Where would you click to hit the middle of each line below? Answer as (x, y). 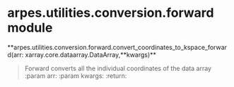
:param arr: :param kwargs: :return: (76, 76)
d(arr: (16, 55)
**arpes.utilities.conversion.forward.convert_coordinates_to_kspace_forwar (117, 47)
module (30, 28)
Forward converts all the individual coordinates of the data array (118, 68)
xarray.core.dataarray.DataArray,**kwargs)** (91, 55)
